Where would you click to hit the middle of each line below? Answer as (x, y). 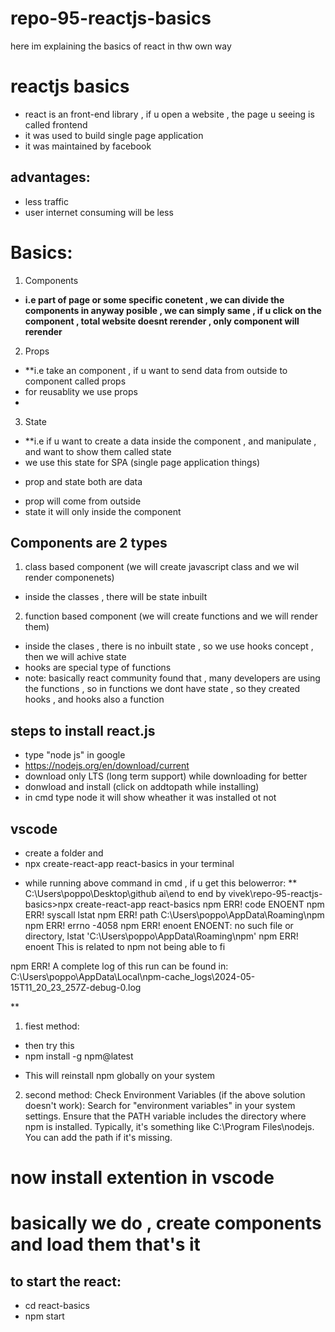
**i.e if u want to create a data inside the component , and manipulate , (170, 441)
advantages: (50, 177)
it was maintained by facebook (88, 146)
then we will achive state (75, 657)
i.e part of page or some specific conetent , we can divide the (154, 299)
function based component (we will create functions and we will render (171, 616)
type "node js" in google (75, 755)
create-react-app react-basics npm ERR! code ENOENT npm (199, 904)
